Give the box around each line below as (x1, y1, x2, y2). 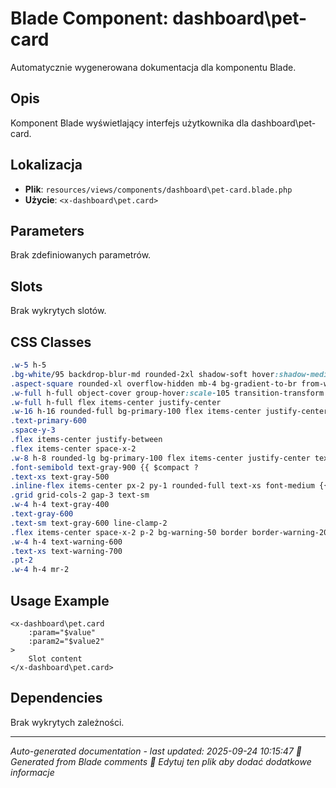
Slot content (28, 653, 83, 664)
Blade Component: (10, 7, 169, 30)
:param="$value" (28, 627, 97, 637)
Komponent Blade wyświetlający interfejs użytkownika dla (10, 117, 250, 129)
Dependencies (10, 690, 103, 707)
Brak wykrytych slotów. (10, 305, 107, 317)
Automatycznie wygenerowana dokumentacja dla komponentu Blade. (10, 61, 297, 73)
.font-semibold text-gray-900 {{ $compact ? (10, 462, 199, 472)
